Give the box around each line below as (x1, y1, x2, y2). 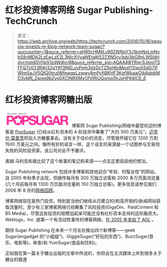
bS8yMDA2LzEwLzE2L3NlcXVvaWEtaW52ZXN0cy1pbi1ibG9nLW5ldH (17, 54, 160, 60)
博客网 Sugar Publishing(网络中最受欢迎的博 (71, 123, 162, 129)
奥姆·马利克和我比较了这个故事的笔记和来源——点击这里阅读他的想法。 (5, 158, 151, 164)
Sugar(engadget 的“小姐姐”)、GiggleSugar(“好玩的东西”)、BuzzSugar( (5, 233, 150, 239)
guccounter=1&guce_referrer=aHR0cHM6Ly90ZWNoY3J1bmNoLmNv (17, 48, 160, 55)
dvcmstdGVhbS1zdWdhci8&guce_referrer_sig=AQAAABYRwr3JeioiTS (17, 59, 161, 65)
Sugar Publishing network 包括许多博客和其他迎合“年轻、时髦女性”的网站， (5, 168, 159, 174)
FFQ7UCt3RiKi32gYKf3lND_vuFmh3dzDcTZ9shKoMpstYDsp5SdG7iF (17, 64, 158, 70)
